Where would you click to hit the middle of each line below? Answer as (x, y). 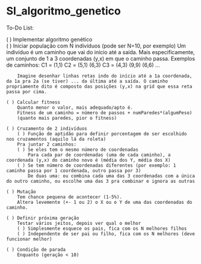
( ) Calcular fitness (33, 102)
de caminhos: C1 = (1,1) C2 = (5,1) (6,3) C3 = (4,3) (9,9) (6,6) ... (83, 65)
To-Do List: (20, 28)
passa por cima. (26, 91)
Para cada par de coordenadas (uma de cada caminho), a (99, 155)
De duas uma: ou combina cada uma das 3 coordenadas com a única (112, 176)
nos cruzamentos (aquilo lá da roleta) (56, 139)
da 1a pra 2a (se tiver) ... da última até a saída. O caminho (87, 81)
